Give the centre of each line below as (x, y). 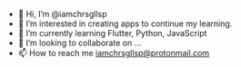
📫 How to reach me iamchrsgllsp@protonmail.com (114, 53)
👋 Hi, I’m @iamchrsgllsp (62, 14)
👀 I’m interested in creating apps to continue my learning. (125, 24)
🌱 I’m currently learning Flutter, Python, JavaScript (112, 33)
